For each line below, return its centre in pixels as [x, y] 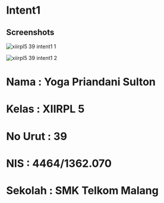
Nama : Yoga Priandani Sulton [81, 82]
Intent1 [23, 10]
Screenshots [30, 32]
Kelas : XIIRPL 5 [45, 109]
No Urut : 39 [37, 136]
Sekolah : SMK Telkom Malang [82, 190]
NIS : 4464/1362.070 [59, 163]
